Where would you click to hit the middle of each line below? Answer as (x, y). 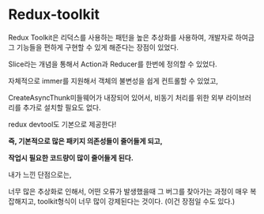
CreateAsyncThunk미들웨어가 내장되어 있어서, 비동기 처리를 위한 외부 (116, 97)
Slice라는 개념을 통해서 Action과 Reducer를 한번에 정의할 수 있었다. (113, 64)
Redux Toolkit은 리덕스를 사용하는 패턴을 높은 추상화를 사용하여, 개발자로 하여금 (132, 37)
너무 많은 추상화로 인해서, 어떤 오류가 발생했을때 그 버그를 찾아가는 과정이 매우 (128, 191)
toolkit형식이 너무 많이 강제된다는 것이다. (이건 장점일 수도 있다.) (136, 201)
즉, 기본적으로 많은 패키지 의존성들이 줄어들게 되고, (86, 141)
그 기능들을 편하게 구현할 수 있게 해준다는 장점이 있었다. (94, 47)
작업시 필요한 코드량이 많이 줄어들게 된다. (71, 158)
